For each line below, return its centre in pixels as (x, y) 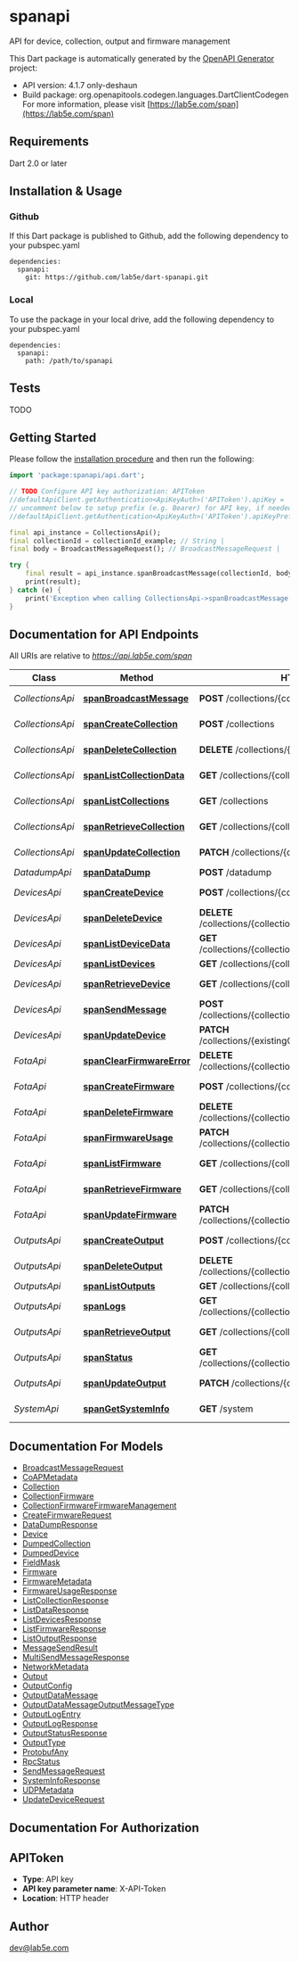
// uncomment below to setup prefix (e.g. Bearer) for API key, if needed (151, 508)
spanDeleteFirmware (128, 1113)
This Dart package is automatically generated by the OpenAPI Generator (142, 58)
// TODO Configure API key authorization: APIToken (107, 492)
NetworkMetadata (55, 1667)
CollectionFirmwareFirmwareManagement (99, 1506)
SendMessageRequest (63, 1771)
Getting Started (53, 438)
